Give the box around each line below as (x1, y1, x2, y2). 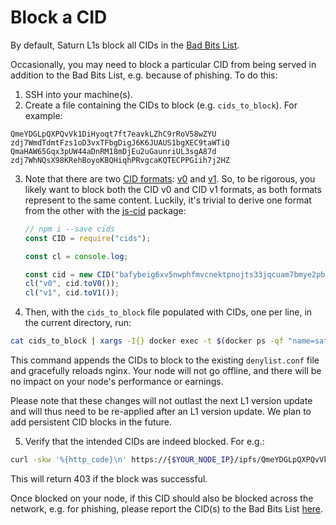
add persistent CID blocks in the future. (10, 416, 173, 428)
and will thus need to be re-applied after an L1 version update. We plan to (10, 406, 312, 418)
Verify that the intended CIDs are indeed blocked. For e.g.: (24, 436, 265, 448)
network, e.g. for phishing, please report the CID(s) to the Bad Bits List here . (10, 502, 324, 515)
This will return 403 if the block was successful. (10, 472, 208, 485)
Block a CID (10, 6, 108, 29)
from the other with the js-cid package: (24, 204, 187, 216)
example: (24, 109, 63, 121)
